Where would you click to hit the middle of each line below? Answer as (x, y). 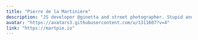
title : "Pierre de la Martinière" (49, 11)
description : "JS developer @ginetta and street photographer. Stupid (95, 17)
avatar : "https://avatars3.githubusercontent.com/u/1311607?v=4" (88, 22)
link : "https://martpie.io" (41, 28)
